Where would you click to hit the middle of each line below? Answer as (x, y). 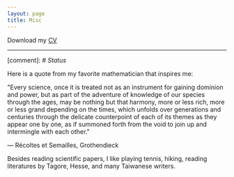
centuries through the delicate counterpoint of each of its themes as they (112, 116)
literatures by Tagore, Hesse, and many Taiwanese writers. (92, 166)
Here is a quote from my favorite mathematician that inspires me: (100, 73)
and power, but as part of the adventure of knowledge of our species (106, 94)
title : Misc (24, 20)
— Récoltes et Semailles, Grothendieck (63, 145)
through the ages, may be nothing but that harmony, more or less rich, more (116, 102)
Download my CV (32, 40)
